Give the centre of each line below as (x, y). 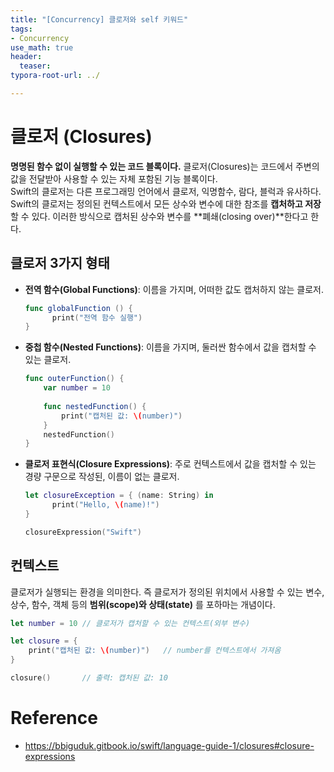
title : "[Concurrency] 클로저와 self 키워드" (99, 19)
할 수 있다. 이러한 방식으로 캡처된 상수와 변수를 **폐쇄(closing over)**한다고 (159, 216)
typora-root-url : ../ (55, 76)
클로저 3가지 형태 (60, 263)
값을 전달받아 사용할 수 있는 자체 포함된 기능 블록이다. (114, 178)
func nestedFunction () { (95, 406)
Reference (54, 718)
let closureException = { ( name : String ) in (119, 496)
